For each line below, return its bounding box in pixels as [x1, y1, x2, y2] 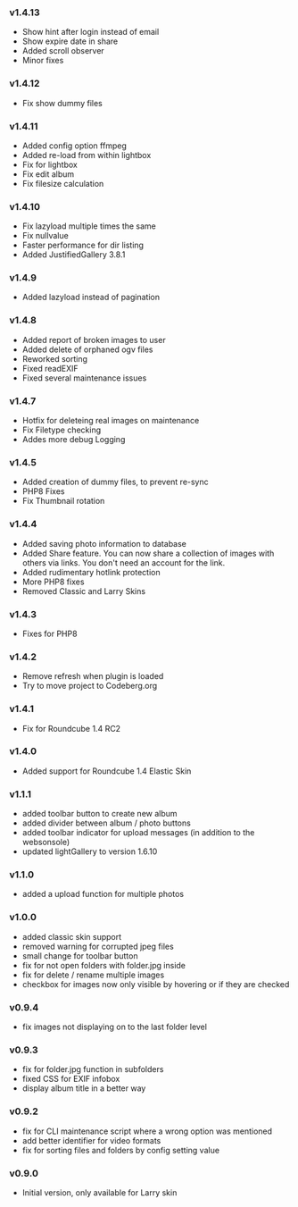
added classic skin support [21, 931, 122, 942]
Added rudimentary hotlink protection [21, 566, 161, 577]
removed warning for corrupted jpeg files [21, 941, 174, 951]
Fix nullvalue [21, 231, 69, 241]
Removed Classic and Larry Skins [21, 585, 145, 596]
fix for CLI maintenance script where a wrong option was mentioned [21, 1126, 273, 1136]
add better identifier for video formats [21, 1135, 161, 1145]
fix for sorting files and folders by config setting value [21, 1144, 220, 1155]
